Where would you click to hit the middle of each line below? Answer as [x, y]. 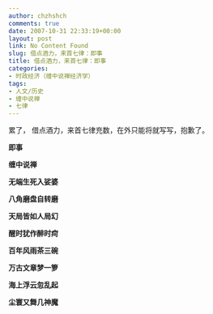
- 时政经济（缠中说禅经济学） [51, 76]
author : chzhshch [38, 16]
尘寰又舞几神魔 [33, 302]
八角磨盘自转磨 [33, 199]
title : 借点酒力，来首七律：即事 [58, 62]
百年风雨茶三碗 [33, 251]
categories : [28, 69]
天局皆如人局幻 [33, 216]
